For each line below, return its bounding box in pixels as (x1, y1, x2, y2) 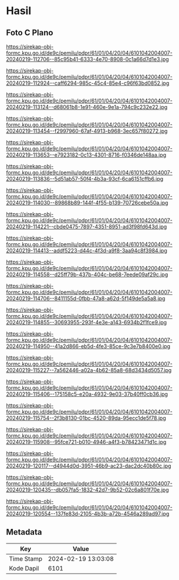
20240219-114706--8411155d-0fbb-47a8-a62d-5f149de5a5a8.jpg (6, 295, 166, 301)
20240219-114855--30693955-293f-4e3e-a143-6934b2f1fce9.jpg (6, 319, 167, 326)
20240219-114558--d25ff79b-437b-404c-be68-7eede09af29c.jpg (6, 271, 168, 278)
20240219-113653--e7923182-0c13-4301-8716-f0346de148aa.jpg (6, 151, 167, 158)
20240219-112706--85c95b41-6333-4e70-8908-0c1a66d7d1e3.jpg (6, 56, 169, 62)
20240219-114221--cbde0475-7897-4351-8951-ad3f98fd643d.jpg (6, 223, 167, 230)
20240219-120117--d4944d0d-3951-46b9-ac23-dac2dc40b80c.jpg (6, 462, 171, 469)
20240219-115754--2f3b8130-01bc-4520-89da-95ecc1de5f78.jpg (6, 415, 166, 422)
